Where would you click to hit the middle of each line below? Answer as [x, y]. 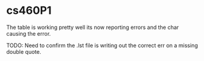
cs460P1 [29, 11]
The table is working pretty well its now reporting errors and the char [93, 27]
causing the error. [29, 33]
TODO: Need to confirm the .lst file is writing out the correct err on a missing [102, 45]
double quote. [24, 51]
